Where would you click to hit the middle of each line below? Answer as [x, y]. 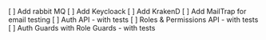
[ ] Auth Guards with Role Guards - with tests [82, 28]
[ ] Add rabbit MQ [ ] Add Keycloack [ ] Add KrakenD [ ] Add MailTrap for [127, 11]
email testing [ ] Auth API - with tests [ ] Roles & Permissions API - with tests [133, 20]
